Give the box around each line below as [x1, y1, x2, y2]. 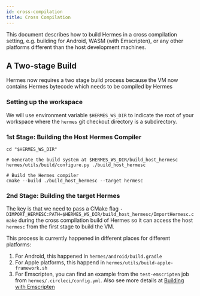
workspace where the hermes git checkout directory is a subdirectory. [6, 118, 178, 125]
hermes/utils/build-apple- [106, 260, 174, 266]
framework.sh [14, 266, 48, 271]
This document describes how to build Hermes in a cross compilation [6, 30, 178, 38]
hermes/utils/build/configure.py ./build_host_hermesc [6, 162, 146, 168]
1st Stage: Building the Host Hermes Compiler [6, 133, 142, 141]
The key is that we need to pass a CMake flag [6, 205, 119, 212]
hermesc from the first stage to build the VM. [6, 223, 115, 230]
